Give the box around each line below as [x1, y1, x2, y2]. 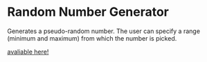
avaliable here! [7, 48, 49, 56]
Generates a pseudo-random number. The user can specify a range [7, 27, 201, 35]
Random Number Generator [7, 4, 170, 20]
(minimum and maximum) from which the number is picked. [7, 34, 177, 42]
